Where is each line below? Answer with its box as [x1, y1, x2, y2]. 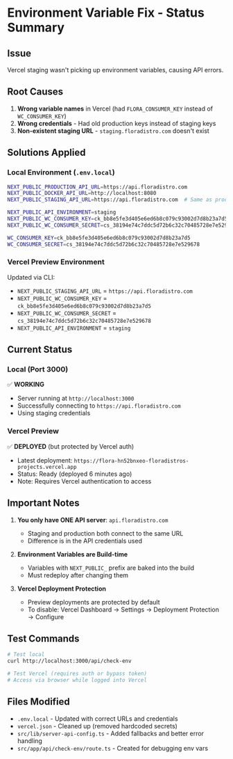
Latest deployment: [17, 456, 73, 464]
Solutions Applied [7, 147, 86, 159]
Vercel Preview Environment [7, 257, 105, 267]
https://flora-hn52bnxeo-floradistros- [74, 457, 189, 464]
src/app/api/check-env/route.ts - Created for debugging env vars [17, 744, 209, 752]
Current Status [7, 344, 73, 355]
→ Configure [27, 612, 64, 621]
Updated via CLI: [7, 273, 55, 281]
